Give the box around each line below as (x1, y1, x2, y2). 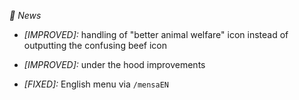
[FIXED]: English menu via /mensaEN (23, 78, 170, 90)
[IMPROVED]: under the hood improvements (23, 59, 206, 70)
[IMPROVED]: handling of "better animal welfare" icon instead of (23, 29, 289, 40)
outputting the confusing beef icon (23, 40, 167, 51)
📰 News (9, 10, 42, 21)
